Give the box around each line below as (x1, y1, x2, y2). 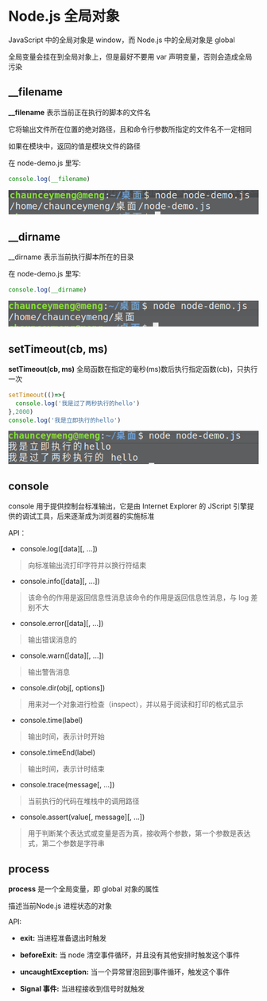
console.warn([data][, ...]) (19, 651, 105, 660)
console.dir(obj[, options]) (19, 683, 106, 693)
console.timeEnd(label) (19, 748, 96, 757)
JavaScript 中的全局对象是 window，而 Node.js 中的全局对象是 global (8, 35, 236, 44)
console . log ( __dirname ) (8, 286, 87, 294)
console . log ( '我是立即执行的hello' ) (8, 416, 122, 424)
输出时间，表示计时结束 (27, 764, 105, 774)
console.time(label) (19, 716, 83, 725)
